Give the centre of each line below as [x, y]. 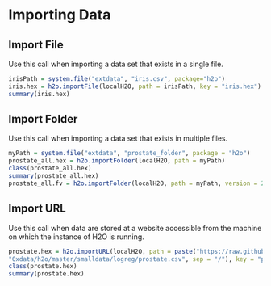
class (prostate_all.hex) [50, 168]
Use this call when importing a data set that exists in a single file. [116, 64]
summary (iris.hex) [39, 94]
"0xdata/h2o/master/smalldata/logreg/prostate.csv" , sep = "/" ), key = [131, 259]
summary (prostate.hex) [46, 274]
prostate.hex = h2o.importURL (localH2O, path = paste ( [102, 251]
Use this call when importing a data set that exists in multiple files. [118, 138]
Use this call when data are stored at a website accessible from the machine [135, 228]
